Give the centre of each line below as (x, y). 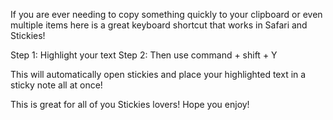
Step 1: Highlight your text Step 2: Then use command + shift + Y (144, 55)
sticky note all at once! (56, 85)
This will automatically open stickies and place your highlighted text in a (158, 74)
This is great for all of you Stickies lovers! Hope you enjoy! (130, 104)
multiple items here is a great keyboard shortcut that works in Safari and (159, 25)
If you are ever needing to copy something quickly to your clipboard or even (166, 14)
